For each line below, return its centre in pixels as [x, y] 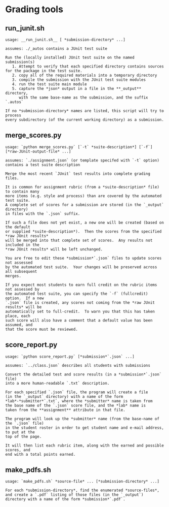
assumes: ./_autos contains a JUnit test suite [56, 49]
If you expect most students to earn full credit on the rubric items [81, 285]
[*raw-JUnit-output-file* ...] [38, 151]
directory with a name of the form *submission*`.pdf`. [65, 499]
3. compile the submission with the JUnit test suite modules [79, 80]
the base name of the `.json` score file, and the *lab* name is [75, 405]
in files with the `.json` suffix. [43, 214]
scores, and [18, 450]
